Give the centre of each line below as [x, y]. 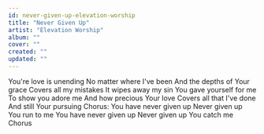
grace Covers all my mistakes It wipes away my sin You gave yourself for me [132, 89]
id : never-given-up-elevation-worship [72, 15]
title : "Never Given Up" [49, 23]
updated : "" [28, 60]
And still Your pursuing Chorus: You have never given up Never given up [125, 106]
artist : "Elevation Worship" [56, 30]
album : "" [24, 37]
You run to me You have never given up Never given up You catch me [121, 114]
